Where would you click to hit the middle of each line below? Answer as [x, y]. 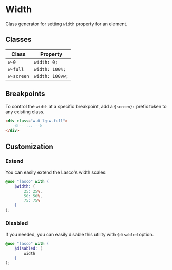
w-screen [18, 76]
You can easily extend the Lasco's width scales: [56, 172]
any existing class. [25, 112]
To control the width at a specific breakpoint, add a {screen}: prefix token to [86, 106]
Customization [30, 146]
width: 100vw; [51, 76]
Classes [18, 40]
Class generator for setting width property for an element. [66, 24]
